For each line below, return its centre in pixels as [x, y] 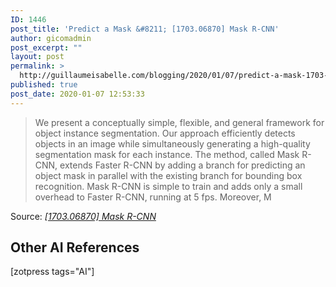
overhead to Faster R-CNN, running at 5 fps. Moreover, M [153, 197]
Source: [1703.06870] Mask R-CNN [83, 216]
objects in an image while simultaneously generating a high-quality [172, 143]
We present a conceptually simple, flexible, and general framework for [179, 122]
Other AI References [75, 247]
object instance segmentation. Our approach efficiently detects [165, 133]
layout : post [37, 57]
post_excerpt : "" [46, 47]
